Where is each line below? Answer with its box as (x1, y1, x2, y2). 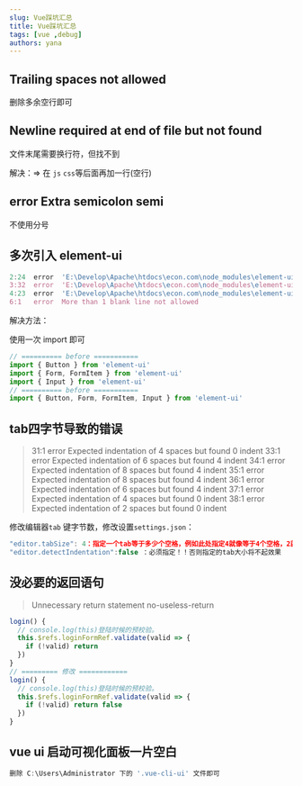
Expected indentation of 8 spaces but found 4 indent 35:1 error (31, 465, 265, 475)
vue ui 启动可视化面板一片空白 (9, 745, 177, 760)
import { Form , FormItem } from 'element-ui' (9, 368, 182, 378)
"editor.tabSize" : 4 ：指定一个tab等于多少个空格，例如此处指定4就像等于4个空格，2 (9, 539, 291, 549)
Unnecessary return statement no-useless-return (31, 600, 215, 610)
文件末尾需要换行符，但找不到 (9, 148, 120, 158)
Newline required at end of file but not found (9, 123, 262, 139)
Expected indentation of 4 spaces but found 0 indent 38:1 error (31, 493, 265, 504)
